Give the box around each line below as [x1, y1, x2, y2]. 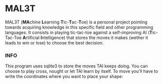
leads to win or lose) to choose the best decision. [5, 40, 104, 45]
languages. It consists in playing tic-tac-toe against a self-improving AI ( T [5, 29, 153, 35]
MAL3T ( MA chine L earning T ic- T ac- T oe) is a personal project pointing [5, 19, 147, 25]
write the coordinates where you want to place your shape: [5, 74, 123, 80]
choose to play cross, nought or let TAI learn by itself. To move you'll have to [5, 68, 158, 74]
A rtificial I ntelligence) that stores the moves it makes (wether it [22, 35, 148, 41]
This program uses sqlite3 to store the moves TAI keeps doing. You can [5, 63, 148, 69]
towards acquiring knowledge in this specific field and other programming [5, 24, 153, 30]
